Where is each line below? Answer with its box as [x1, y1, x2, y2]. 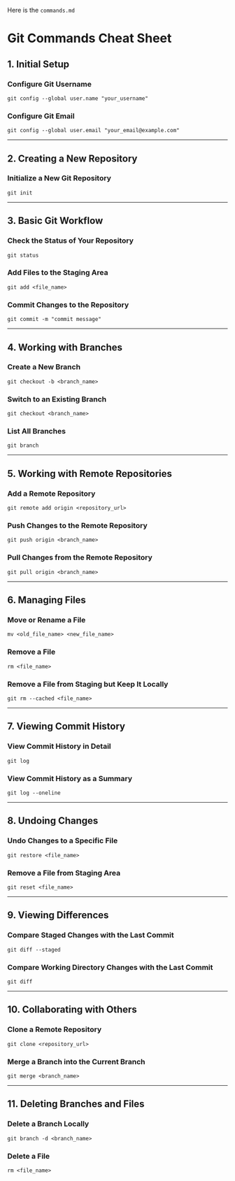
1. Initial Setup [7, 58, 70, 70]
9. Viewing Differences [7, 909, 109, 922]
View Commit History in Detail [7, 741, 112, 751]
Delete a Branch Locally [7, 1119, 90, 1129]
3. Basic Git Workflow [7, 215, 104, 227]
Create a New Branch [7, 362, 81, 372]
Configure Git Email [7, 111, 75, 121]
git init [7, 189, 33, 196]
